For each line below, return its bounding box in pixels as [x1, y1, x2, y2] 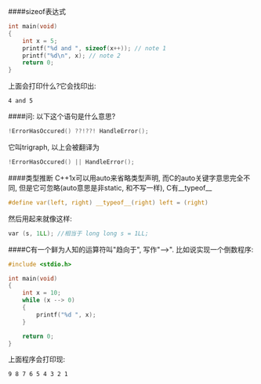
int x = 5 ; [22, 37, 58, 45]
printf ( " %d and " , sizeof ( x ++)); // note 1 [22, 44, 167, 53]
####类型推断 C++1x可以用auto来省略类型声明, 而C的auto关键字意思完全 [8, 173, 244, 183]
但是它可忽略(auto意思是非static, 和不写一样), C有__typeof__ [18, 183, 212, 192]
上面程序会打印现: [8, 355, 66, 364]
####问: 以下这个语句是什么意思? [8, 112, 116, 121]
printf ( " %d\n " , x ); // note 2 [22, 52, 121, 60]
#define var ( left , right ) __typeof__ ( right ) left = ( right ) [8, 198, 209, 206]
